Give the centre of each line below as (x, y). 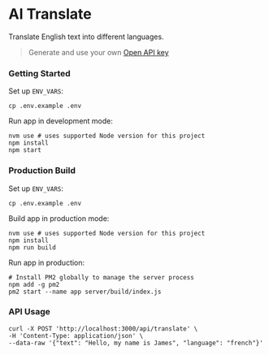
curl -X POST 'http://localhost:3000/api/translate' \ (103, 329)
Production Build (42, 171)
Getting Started (39, 73)
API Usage (29, 312)
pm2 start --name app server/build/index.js (85, 292)
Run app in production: (47, 262)
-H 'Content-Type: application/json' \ (76, 336)
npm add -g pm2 (34, 284)
